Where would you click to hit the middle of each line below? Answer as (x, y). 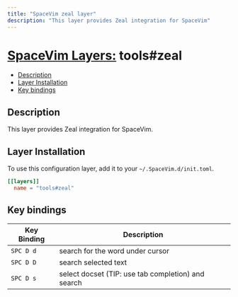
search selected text (93, 262)
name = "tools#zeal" (44, 188)
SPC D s (24, 278)
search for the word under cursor (114, 250)
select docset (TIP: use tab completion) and (132, 274)
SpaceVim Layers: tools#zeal (95, 56)
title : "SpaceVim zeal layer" (52, 14)
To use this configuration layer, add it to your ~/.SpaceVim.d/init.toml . (111, 169)
